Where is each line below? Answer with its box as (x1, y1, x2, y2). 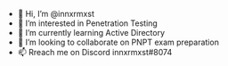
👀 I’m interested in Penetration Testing (17, 18, 158, 29)
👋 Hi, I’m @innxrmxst (17, 9, 95, 19)
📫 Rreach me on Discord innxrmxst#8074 (17, 47, 173, 57)
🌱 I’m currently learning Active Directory (17, 28, 166, 37)
